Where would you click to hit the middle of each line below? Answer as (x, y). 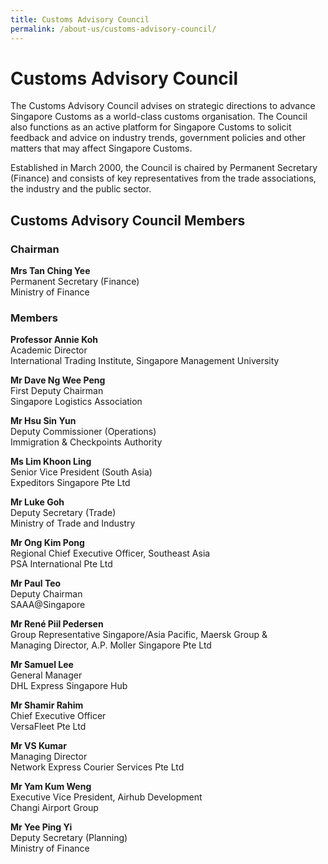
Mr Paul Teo (36, 583)
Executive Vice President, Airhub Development (106, 797)
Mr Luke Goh (37, 502)
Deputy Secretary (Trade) (63, 513)
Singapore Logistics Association (76, 402)
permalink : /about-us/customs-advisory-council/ (113, 29)
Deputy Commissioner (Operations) (83, 432)
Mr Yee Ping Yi (41, 827)
